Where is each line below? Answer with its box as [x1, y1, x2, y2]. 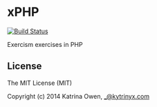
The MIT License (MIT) [7, 79, 73, 87]
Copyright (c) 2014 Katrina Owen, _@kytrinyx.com [7, 92, 150, 100]
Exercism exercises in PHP [7, 40, 83, 48]
